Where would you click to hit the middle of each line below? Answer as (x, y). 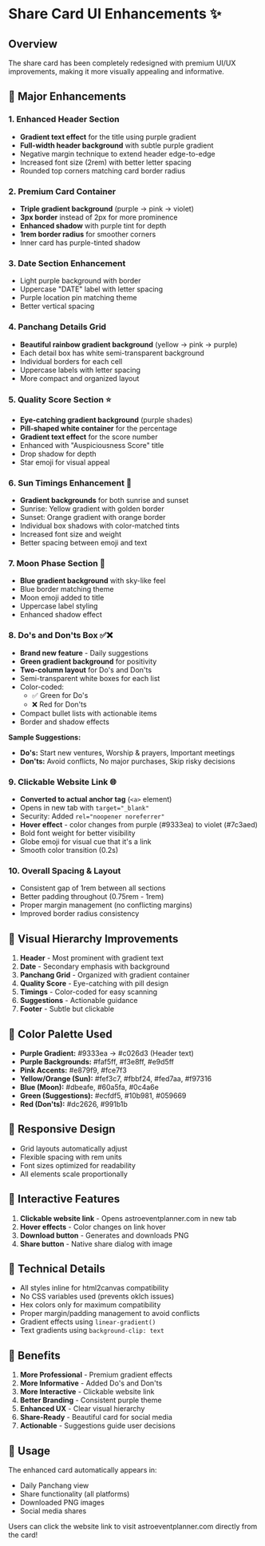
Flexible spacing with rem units (71, 1157)
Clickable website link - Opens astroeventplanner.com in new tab (128, 1218)
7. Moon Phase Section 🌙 (57, 564)
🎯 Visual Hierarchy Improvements (93, 939)
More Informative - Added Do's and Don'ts (91, 1383)
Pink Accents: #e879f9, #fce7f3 (73, 1070)
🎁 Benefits (35, 1356)
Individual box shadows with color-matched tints (99, 526)
